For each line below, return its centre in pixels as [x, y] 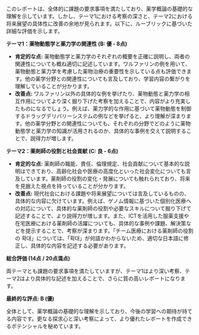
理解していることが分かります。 [53, 86]
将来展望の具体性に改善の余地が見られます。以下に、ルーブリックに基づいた [99, 24]
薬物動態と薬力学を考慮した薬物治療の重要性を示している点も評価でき [101, 71]
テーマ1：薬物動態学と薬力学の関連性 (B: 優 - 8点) [67, 44]
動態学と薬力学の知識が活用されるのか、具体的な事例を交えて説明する [100, 131]
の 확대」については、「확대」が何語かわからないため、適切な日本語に [99, 238]
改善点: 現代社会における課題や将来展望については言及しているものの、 [102, 193]
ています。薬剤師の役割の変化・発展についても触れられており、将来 [108, 179]
